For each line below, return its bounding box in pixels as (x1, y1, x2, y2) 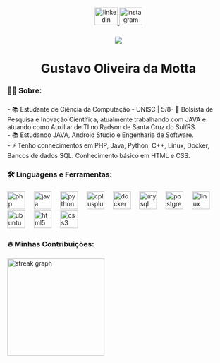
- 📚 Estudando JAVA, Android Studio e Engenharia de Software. (7, 131, 194, 139)
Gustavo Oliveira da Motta (41, 61, 196, 77)
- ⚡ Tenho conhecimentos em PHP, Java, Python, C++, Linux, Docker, (7, 141, 210, 150)
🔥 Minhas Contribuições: (7, 239, 94, 249)
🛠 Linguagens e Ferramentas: (7, 169, 113, 179)
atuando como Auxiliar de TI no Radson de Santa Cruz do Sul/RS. (7, 122, 197, 131)
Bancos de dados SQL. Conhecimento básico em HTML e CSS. (7, 151, 190, 160)
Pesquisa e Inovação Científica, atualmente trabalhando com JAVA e (7, 115, 207, 124)
